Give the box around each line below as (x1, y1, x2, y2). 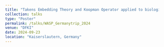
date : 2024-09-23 (5, 30, 41, 35)
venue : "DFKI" (5, 25, 34, 30)
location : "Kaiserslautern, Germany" (5, 35, 82, 40)
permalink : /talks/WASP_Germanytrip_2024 (5, 21, 91, 26)
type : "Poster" (5, 16, 36, 21)
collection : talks (5, 12, 42, 17)
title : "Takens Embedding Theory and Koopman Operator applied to (5, 7, 143, 12)
